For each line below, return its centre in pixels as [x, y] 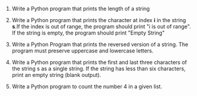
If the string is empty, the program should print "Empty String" [88, 33]
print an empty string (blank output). [56, 75]
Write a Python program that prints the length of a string [81, 9]
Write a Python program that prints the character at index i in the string [99, 20]
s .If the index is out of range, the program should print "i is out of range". [101, 27]
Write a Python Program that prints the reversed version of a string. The [100, 44]
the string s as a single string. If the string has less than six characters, [99, 69]
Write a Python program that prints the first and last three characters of [99, 62]
